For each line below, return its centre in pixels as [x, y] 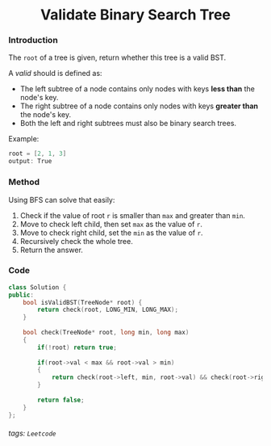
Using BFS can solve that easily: [62, 200]
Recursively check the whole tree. [76, 241]
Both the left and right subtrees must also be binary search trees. [128, 124]
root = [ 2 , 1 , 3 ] [38, 154]
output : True [30, 162]
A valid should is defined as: [55, 74]
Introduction [33, 40]
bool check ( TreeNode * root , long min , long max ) [106, 333]
